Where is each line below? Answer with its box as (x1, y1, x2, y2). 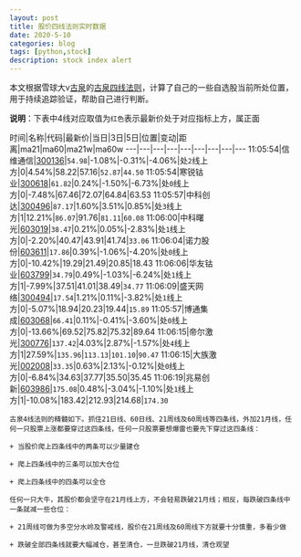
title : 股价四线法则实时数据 (9, 22, 107, 31)
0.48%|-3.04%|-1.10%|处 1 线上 (79, 384, 194, 394)
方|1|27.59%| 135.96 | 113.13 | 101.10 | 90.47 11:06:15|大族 (9, 349, 210, 360)
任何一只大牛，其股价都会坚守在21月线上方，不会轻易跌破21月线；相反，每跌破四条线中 (9, 495, 291, 504)
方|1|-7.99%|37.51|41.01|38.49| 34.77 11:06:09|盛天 (9, 280, 196, 291)
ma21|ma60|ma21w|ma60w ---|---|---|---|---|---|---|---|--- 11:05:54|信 (19, 143, 290, 154)
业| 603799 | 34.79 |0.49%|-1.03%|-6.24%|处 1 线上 (9, 269, 192, 279)
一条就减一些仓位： (9, 505, 71, 514)
